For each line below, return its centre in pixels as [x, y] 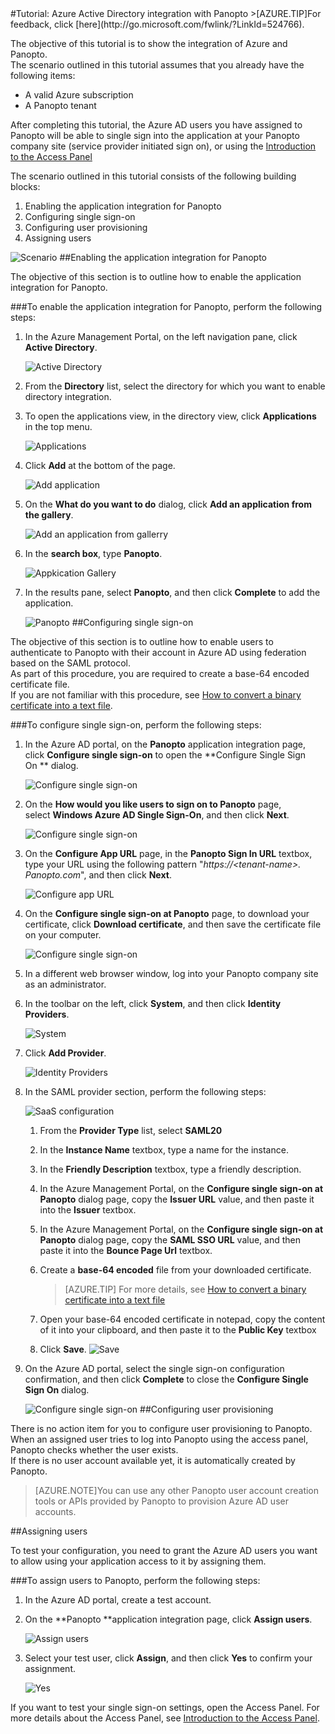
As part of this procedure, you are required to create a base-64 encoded [160, 673]
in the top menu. [58, 426]
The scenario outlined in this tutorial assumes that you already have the [157, 65]
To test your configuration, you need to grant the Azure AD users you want [164, 1550]
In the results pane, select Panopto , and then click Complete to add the [172, 592]
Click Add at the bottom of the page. [100, 465]
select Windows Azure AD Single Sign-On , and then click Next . [157, 815]
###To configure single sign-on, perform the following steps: [136, 725]
